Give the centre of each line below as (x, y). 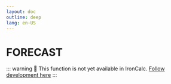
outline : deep (24, 17)
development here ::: (32, 75)
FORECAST (34, 52)
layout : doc (21, 12)
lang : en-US (21, 23)
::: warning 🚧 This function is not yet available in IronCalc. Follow (85, 69)
